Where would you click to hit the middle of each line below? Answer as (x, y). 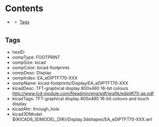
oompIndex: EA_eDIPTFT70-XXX (45, 78)
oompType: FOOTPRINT (36, 57)
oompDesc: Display (32, 73)
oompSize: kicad (29, 62)
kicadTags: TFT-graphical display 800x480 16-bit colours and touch (80, 98)
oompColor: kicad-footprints (41, 67)
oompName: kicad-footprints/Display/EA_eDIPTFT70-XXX (70, 83)
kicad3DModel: (27, 114)
